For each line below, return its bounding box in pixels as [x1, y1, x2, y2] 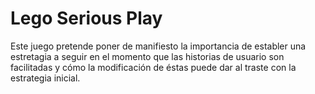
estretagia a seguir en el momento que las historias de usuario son [10, 50, 285, 62]
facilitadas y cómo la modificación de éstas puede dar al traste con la [10, 61, 297, 73]
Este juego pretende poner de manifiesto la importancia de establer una [10, 40, 307, 52]
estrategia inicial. [10, 72, 81, 84]
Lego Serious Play [10, 7, 163, 30]
